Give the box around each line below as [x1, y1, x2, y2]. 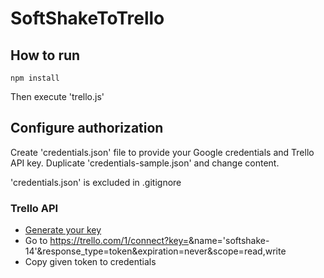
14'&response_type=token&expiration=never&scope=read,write [24, 245, 287, 257]
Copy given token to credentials [24, 256, 157, 268]
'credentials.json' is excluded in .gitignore [10, 176, 182, 188]
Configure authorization [10, 120, 164, 137]
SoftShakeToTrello [10, 7, 165, 30]
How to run [10, 47, 81, 64]
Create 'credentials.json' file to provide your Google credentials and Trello [10, 146, 315, 158]
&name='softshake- [188, 235, 270, 247]
